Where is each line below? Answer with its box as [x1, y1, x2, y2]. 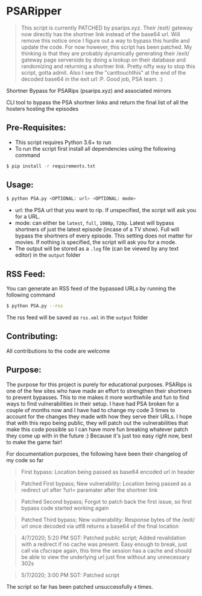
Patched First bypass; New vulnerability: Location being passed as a [21, 480, 191, 487]
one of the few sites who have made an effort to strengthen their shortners [6, 387, 192, 394]
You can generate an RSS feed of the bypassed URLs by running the [6, 285, 176, 292]
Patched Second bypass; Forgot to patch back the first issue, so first [21, 498, 192, 505]
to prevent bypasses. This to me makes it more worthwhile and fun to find [6, 394, 189, 401]
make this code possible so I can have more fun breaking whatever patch [6, 425, 188, 433]
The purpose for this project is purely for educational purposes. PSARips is [6, 381, 192, 388]
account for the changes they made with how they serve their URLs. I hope [6, 413, 192, 420]
